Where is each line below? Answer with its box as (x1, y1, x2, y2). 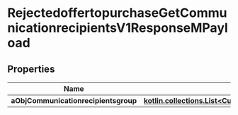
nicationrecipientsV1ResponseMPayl (7, 20, 228, 36)
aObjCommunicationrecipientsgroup (11, 96, 137, 105)
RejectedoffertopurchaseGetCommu (7, 5, 227, 21)
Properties (7, 63, 55, 75)
